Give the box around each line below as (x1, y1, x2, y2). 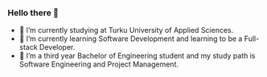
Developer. (39, 43, 76, 52)
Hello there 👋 (7, 7, 60, 18)
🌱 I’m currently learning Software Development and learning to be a (18, 34, 243, 43)
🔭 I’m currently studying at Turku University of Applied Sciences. (18, 26, 234, 35)
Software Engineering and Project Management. (18, 59, 179, 69)
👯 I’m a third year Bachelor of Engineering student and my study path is (18, 51, 256, 61)
